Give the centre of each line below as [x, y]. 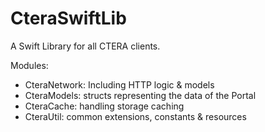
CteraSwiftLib [68, 18]
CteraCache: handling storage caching [104, 106]
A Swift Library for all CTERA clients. [85, 46]
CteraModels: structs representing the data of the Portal [140, 95]
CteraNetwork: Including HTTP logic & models [119, 84]
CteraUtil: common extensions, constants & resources [135, 116]
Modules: [29, 65]
